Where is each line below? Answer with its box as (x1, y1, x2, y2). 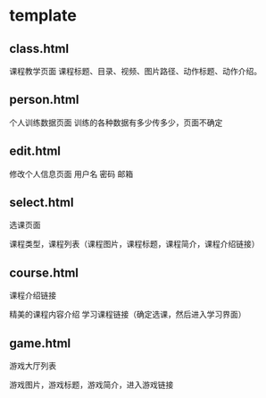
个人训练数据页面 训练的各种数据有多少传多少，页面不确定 (9, 117, 223, 128)
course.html (9, 265, 79, 280)
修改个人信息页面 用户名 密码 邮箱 (9, 168, 134, 179)
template (9, 5, 78, 26)
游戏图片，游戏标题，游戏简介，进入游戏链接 (9, 379, 174, 390)
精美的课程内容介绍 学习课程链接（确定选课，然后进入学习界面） (9, 309, 246, 320)
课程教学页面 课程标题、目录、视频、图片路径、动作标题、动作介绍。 (9, 66, 262, 76)
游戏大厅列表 (9, 360, 56, 371)
